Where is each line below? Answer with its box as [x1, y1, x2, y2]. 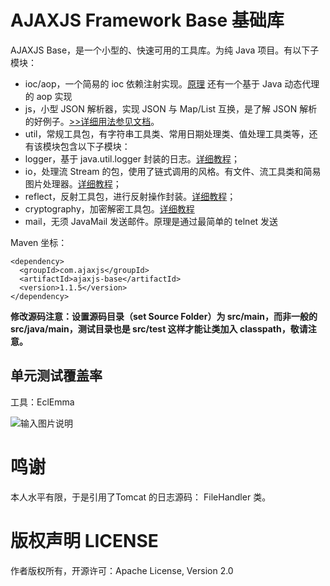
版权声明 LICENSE [10, 529, 159, 552]
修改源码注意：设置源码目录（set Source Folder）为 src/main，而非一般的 [10, 310, 318, 322]
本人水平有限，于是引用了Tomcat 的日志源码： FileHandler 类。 [10, 491, 272, 503]
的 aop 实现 [24, 90, 73, 102]
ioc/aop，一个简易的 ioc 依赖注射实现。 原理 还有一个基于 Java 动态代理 [24, 77, 320, 90]
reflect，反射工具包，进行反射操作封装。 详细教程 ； [24, 190, 237, 202]
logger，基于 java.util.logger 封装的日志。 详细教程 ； [24, 152, 240, 165]
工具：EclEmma [10, 396, 75, 408]
